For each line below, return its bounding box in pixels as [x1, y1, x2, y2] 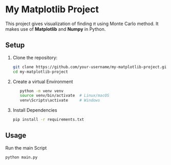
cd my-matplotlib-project [12, 69, 68, 74]
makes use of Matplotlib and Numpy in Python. [5, 26, 106, 32]
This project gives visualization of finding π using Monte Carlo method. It [5, 20, 159, 27]
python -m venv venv [19, 88, 64, 93]
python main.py [5, 155, 38, 160]
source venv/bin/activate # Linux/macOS [19, 93, 110, 98]
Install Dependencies [12, 107, 57, 113]
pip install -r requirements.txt [12, 117, 84, 122]
